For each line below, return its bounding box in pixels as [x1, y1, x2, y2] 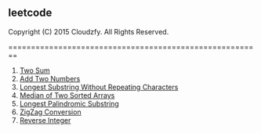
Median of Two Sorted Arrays [19, 90, 115, 100]
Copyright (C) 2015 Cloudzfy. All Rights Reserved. [8, 27, 169, 36]
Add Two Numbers [19, 74, 81, 83]
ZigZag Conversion [19, 107, 82, 117]
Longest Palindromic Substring [19, 99, 119, 108]
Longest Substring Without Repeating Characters [19, 82, 179, 92]
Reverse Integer [19, 115, 71, 124]
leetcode [8, 6, 53, 20]
